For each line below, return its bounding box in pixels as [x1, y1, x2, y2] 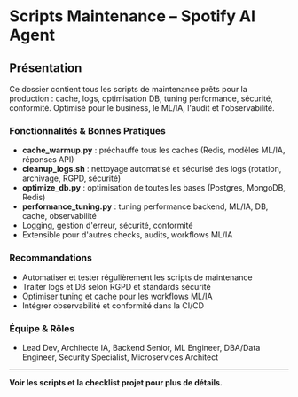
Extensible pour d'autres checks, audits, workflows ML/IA [21, 230, 233, 240]
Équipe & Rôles [9, 322, 75, 334]
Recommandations [9, 252, 93, 264]
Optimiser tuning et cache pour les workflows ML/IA [21, 291, 213, 301]
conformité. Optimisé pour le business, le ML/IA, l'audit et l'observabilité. [9, 103, 275, 113]
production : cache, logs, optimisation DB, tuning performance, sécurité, [9, 93, 273, 104]
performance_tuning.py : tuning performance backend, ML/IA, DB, [21, 201, 269, 212]
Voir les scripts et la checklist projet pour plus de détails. [9, 377, 223, 387]
